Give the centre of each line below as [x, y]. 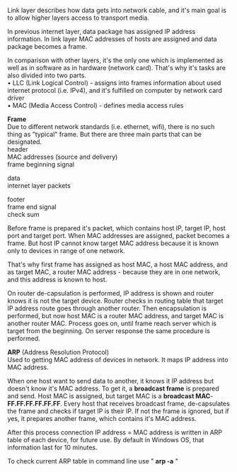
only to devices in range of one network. [66, 251]
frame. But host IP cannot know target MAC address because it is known [113, 243]
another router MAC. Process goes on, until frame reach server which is [112, 323]
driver [16, 98]
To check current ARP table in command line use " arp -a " [93, 461]
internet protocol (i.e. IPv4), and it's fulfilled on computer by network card [115, 90]
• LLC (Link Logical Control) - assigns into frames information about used [114, 83]
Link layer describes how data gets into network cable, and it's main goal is [117, 10]
